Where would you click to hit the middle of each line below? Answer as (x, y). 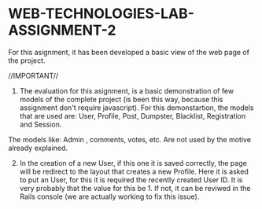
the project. (27, 60)
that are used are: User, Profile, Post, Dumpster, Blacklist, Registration (133, 115)
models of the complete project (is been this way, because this (121, 99)
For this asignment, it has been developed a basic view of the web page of (129, 52)
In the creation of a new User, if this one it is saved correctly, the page (133, 163)
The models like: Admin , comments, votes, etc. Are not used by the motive (130, 139)
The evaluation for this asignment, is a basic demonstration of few (127, 90)
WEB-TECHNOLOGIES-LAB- (101, 14)
